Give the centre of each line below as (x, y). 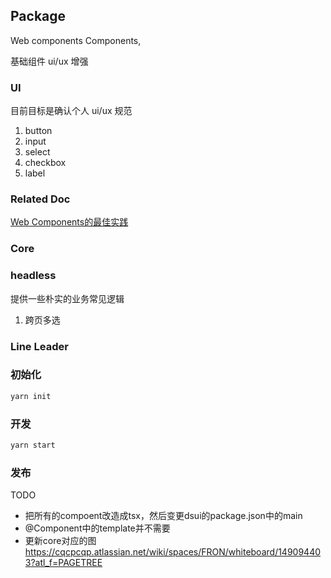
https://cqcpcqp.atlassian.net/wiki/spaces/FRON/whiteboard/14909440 (173, 552)
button (38, 131)
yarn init (31, 396)
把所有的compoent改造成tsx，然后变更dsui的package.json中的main (163, 516)
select (37, 152)
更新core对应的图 (60, 541)
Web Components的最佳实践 (69, 222)
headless (33, 276)
